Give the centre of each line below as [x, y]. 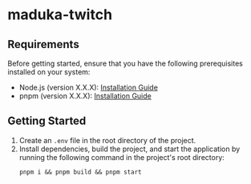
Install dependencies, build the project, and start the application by [130, 149]
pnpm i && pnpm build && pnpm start [80, 172]
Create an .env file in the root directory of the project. [107, 140]
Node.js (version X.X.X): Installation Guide [88, 87]
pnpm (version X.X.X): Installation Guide [85, 96]
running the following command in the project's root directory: [122, 157]
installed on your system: [49, 72]
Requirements [43, 44]
